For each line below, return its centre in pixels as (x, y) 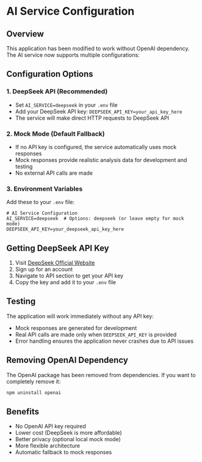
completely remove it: (34, 381)
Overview (25, 34)
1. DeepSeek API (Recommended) (57, 92)
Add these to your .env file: (41, 202)
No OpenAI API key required (51, 427)
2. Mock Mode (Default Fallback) (56, 134)
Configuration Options (50, 74)
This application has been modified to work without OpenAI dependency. (98, 48)
